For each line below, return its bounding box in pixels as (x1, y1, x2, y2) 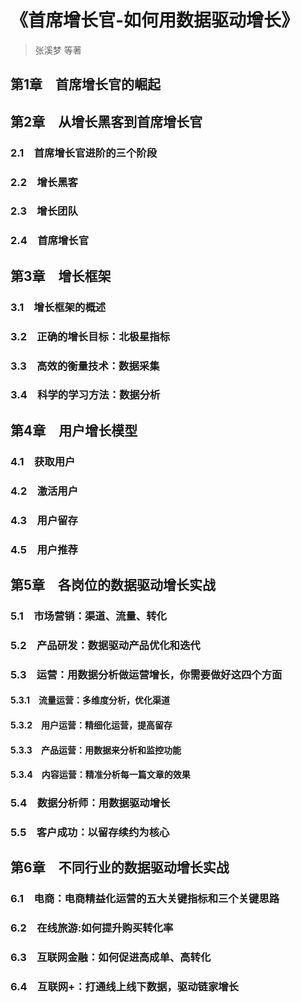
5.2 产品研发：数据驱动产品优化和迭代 (10, 638, 201, 652)
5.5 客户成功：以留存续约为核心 (10, 825, 170, 839)
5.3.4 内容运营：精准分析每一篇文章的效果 (10, 769, 191, 781)
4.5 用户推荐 (10, 542, 78, 556)
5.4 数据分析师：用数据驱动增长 (10, 796, 171, 810)
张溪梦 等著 (34, 44, 82, 56)
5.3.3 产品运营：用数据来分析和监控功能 (10, 744, 182, 756)
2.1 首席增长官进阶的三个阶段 (10, 146, 158, 160)
